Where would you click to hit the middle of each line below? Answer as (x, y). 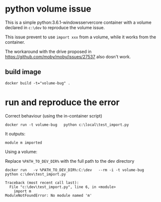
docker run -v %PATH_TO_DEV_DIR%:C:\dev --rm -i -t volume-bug (75, 170)
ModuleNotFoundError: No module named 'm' (48, 195)
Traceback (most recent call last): (42, 183)
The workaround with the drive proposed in (48, 51)
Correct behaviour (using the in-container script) (54, 116)
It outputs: (15, 134)
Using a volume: (21, 151)
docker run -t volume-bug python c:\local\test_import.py (67, 125)
